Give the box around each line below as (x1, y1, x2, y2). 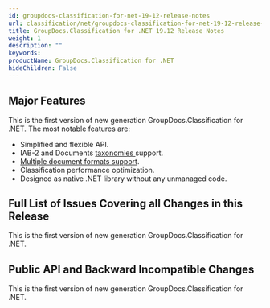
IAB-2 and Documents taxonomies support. (19, 148, 164, 158)
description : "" (8, 42, 63, 50)
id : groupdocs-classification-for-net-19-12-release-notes (8, 11, 211, 20)
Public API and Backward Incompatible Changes (8, 262, 255, 276)
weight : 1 (8, 34, 42, 43)
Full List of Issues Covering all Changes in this (8, 196, 243, 210)
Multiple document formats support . (19, 156, 140, 166)
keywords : (8, 49, 42, 57)
